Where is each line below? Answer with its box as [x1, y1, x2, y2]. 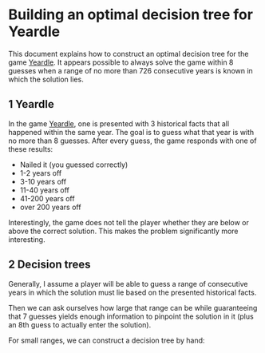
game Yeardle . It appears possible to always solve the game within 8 [8, 58, 234, 67]
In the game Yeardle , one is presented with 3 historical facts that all [8, 118, 230, 129]
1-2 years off [19, 168, 62, 177]
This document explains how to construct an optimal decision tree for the [8, 49, 249, 58]
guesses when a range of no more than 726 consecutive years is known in [8, 65, 253, 75]
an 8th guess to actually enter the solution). [8, 319, 152, 329]
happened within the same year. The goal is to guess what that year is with [8, 127, 255, 137]
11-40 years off [19, 185, 70, 195]
